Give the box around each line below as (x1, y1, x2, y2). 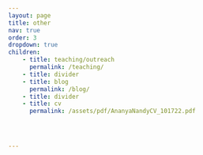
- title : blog (22, 77, 69, 85)
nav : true (8, 26, 41, 34)
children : (8, 48, 41, 56)
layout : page (8, 11, 51, 20)
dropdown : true (8, 41, 58, 49)
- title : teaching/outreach (22, 56, 115, 64)
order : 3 (8, 33, 37, 42)
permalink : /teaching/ (28, 63, 104, 71)
